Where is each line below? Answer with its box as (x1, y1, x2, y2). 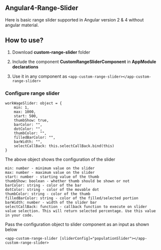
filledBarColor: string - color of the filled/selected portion (5, 195, 139, 201)
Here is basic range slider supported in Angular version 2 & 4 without (5, 17, 144, 22)
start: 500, (14, 113, 38, 119)
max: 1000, (14, 109, 36, 114)
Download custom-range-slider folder (12, 49, 90, 55)
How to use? (5, 36, 44, 44)
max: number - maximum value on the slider (5, 170, 95, 175)
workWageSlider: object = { (5, 101, 62, 105)
